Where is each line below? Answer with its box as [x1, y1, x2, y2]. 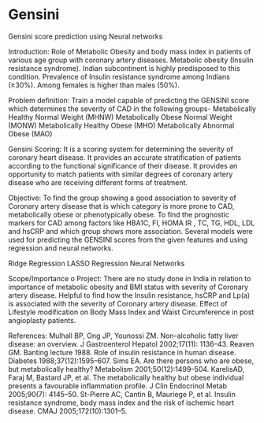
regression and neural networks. [8, 243, 113, 253]
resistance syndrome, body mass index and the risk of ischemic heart [8, 398, 235, 407]
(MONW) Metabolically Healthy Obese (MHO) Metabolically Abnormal [8, 121, 235, 130]
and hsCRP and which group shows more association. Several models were [8, 226, 254, 236]
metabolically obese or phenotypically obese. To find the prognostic [8, 210, 230, 219]
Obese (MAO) [8, 128, 53, 139]
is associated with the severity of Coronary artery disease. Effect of [8, 299, 228, 308]
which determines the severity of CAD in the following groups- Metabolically [8, 104, 256, 113]
